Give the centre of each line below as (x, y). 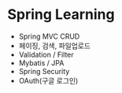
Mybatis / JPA (41, 63)
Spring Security (44, 71)
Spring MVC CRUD (49, 36)
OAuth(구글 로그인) (48, 80)
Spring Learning (61, 15)
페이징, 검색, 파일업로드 (55, 46)
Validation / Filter (46, 54)
